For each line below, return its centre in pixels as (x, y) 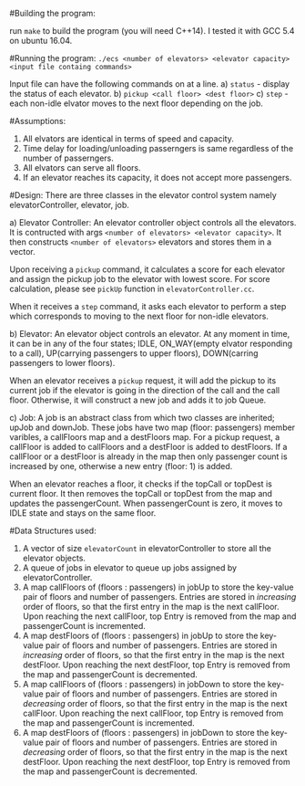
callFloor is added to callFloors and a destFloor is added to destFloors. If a (148, 447)
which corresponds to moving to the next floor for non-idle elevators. (139, 316)
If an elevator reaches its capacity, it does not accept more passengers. (157, 178)
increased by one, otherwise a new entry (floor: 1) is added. (121, 466)
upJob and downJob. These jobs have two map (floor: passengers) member (152, 427)
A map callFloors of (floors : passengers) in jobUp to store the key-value (158, 587)
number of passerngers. (68, 158)
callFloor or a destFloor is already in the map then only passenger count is (149, 456)
